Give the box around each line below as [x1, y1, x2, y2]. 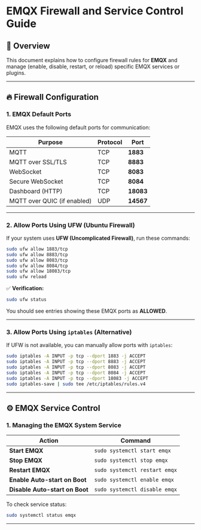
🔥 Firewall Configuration [6, 92, 99, 102]
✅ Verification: [6, 285, 44, 292]
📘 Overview [6, 41, 50, 51]
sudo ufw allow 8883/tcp [6, 251, 68, 258]
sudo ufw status [6, 297, 47, 303]
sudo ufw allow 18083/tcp [6, 268, 71, 275]
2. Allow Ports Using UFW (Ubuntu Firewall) [6, 221, 135, 229]
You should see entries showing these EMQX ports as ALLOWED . [6, 307, 167, 315]
